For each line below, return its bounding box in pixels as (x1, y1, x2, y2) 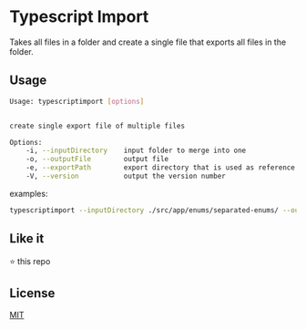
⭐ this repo (9, 255, 51, 266)
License (9, 285, 56, 301)
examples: (9, 188, 48, 199)
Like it (9, 231, 45, 247)
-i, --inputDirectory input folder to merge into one (25, 146, 247, 156)
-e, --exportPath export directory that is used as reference (25, 163, 296, 172)
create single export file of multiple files (9, 121, 185, 130)
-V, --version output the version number (25, 171, 226, 180)
